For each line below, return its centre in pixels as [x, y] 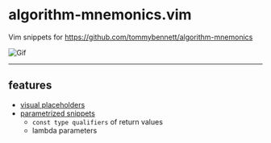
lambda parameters [65, 130]
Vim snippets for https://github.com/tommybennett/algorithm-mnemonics [131, 37]
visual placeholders [52, 104]
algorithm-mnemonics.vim [100, 15]
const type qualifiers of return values [98, 121]
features [30, 86]
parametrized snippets [57, 113]
